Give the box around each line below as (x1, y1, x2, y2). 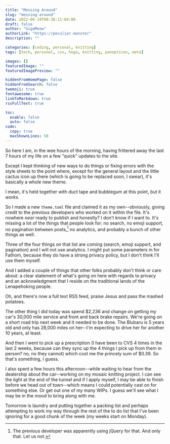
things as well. (5, 232, 35, 238)
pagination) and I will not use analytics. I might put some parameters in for (5, 247, 160, 253)
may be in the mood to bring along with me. (5, 393, 96, 399)
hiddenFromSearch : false (5, 82, 58, 87)
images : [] (5, 59, 28, 64)
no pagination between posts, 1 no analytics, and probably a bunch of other (5, 225, 161, 232)
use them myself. (5, 257, 41, 264)
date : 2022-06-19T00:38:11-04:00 (5, 17, 76, 22)
